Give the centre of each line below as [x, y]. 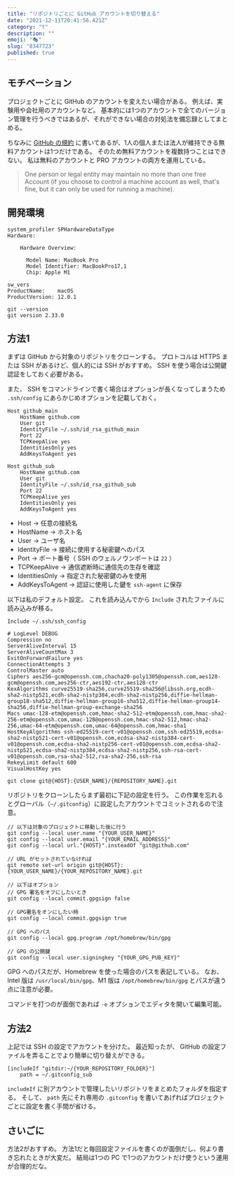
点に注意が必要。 [32, 989]
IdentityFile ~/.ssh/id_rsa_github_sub [78, 485]
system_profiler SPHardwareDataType [61, 229]
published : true [31, 53]
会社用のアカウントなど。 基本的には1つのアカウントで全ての [114, 110]
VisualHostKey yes [34, 769]
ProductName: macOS [40, 291]
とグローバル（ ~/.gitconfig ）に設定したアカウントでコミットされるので [112, 804]
